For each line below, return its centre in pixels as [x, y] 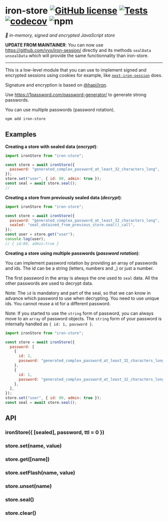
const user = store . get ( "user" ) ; [40, 234]
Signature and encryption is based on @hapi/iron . [56, 85]
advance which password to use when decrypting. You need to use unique [82, 298]
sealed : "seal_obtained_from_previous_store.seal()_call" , [72, 225]
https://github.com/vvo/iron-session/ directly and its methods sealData [78, 50]
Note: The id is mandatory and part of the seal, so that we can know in [78, 293]
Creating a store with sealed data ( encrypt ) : [51, 146]
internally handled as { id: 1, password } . [49, 324]
